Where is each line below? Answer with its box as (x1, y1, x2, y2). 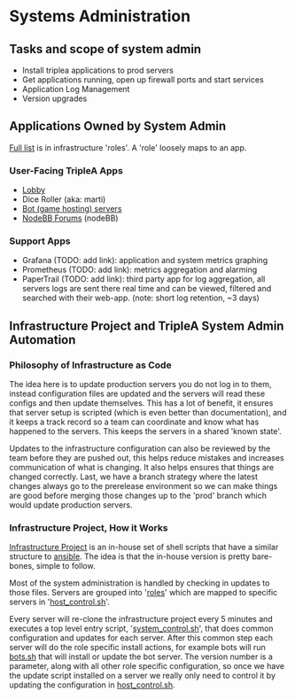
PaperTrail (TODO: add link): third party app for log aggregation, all (21, 274, 266, 284)
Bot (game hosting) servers (21, 204, 122, 214)
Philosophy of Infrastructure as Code (9, 359, 172, 371)
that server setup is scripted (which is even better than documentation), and (9, 408, 287, 418)
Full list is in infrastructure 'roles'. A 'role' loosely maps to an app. (9, 142, 247, 152)
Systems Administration (9, 6, 191, 27)
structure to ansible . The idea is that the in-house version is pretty (9, 551, 251, 562)
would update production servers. (9, 500, 133, 510)
